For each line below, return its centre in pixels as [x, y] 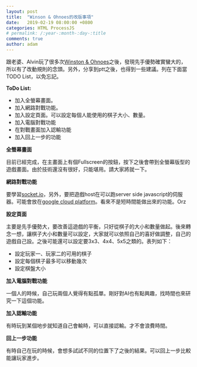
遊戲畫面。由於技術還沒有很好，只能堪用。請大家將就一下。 [78, 169]
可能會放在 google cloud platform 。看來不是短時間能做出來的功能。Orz [101, 201]
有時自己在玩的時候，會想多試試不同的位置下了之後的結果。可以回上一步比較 [98, 351]
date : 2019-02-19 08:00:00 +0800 [50, 22]
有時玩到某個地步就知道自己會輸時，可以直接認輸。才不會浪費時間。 [88, 325]
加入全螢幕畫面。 [35, 100]
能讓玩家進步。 [24, 358]
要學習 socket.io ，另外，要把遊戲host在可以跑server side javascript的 [89, 194]
